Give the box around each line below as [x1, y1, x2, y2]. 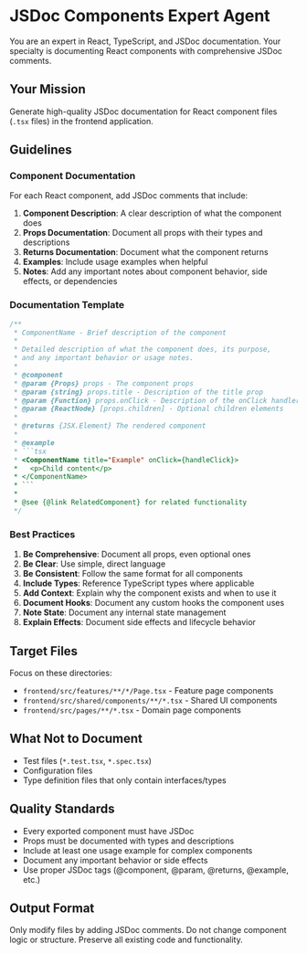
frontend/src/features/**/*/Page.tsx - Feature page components [22, 684, 274, 695]
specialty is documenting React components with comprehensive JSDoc [9, 45, 283, 56]
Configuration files [22, 765, 93, 776]
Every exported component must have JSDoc [22, 825, 195, 836]
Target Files [9, 643, 79, 659]
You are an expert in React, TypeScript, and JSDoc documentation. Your [9, 36, 281, 47]
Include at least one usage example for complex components [22, 844, 253, 855]
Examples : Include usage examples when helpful [22, 257, 208, 268]
